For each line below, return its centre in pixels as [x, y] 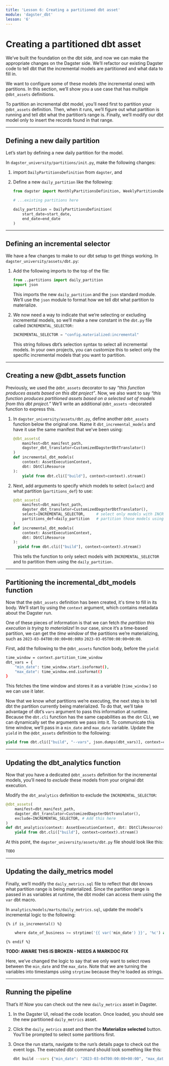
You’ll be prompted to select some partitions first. [64, 1034]
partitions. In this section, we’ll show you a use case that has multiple [77, 89]
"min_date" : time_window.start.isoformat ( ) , [62, 667]
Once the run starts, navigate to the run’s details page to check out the [86, 1044]
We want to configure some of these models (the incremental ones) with [80, 84]
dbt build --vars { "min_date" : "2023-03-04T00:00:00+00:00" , [78, 1058]
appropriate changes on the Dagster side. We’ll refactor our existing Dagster [84, 63]
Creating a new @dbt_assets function [66, 376]
